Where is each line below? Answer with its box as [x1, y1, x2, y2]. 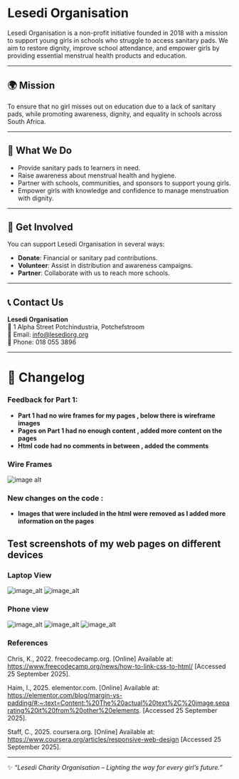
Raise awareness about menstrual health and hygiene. [17, 171, 176, 180]
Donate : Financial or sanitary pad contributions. [17, 254, 158, 262]
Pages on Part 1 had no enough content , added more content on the [17, 426, 223, 435]
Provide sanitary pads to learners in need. [17, 163, 141, 172]
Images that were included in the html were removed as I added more [17, 510, 226, 518]
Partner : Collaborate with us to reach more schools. [17, 269, 171, 277]
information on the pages [17, 517, 95, 525]
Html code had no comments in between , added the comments [17, 441, 209, 450]
